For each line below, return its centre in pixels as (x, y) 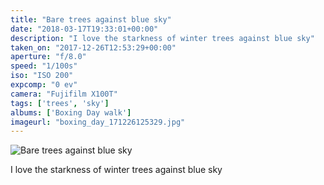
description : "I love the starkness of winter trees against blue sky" (162, 38)
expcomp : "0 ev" (44, 85)
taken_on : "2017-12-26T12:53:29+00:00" (93, 47)
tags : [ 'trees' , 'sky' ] (60, 103)
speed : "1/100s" (44, 66)
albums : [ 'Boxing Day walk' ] (71, 112)
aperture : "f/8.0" (48, 57)
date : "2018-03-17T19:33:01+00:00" (84, 29)
